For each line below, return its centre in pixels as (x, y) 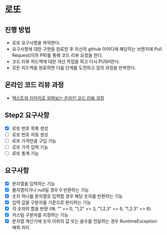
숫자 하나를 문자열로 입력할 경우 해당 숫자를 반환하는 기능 (67, 196)
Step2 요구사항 (27, 115)
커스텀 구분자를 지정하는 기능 (40, 215)
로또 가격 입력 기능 (30, 147)
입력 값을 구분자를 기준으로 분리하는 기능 (51, 202)
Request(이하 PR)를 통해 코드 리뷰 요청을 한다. (57, 55)
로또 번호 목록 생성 (30, 128)
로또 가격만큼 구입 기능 (34, 140)
